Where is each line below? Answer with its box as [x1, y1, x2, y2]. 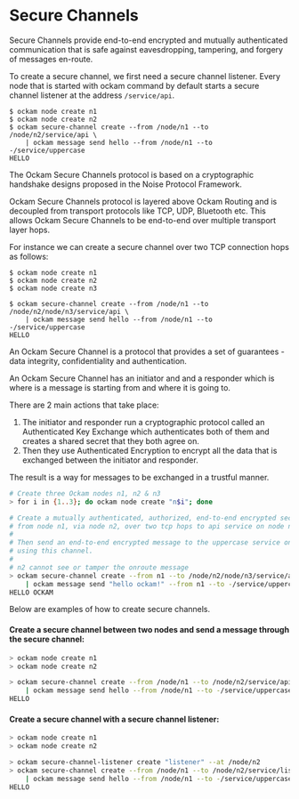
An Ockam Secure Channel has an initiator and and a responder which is [9, 373, 275, 383]
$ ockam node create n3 [9, 284, 98, 293]
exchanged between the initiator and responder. [21, 455, 198, 465]
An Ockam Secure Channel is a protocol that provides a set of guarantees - [9, 346, 285, 357]
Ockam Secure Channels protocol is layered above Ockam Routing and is [9, 196, 278, 206]
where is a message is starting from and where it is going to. [9, 382, 231, 392]
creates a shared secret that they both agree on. [21, 435, 200, 446]
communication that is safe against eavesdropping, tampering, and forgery [9, 44, 283, 54]
